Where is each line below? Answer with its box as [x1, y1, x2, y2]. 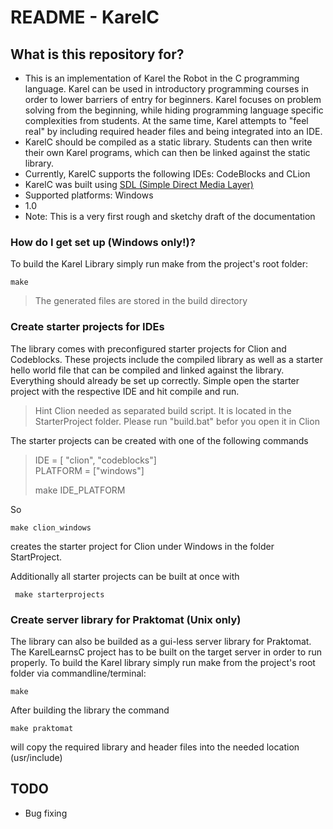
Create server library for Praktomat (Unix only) [10, 612, 242, 626]
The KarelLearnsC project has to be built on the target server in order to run [10, 646, 322, 658]
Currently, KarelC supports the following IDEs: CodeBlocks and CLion [24, 168, 311, 180]
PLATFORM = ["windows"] [34, 464, 145, 476]
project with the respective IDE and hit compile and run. [10, 385, 240, 397]
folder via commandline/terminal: [10, 667, 147, 679]
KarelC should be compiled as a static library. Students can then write [24, 136, 313, 148]
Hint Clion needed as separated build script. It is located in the [34, 404, 292, 416]
